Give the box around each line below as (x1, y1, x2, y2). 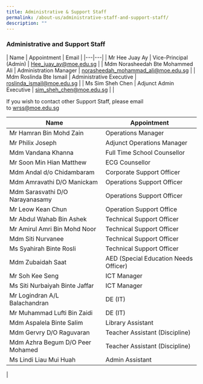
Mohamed (9, 345, 38, 354)
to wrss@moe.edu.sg (6, 104, 59, 111)
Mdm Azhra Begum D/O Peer (9, 338, 92, 347)
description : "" (6, 20, 47, 26)
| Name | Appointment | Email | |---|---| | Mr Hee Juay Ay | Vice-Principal (6, 54, 188, 61)
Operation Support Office (105, 205, 178, 213)
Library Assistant (105, 318, 154, 327)
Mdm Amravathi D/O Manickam (9, 178, 98, 186)
